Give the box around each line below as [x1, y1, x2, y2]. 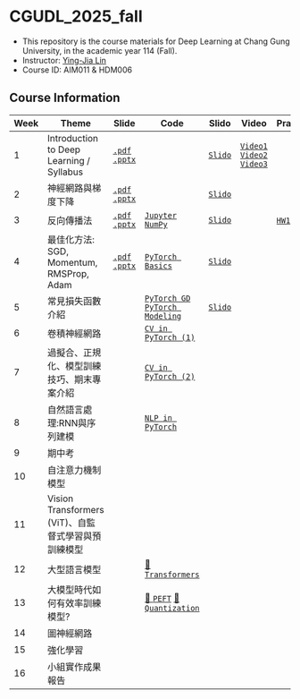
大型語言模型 [47, 563, 102, 575]
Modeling [144, 311, 182, 321]
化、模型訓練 [47, 360, 102, 372]
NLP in [144, 413, 172, 422]
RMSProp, [47, 267, 89, 279]
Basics [144, 260, 172, 270]
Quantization [144, 602, 200, 613]
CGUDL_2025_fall [9, 6, 143, 27]
